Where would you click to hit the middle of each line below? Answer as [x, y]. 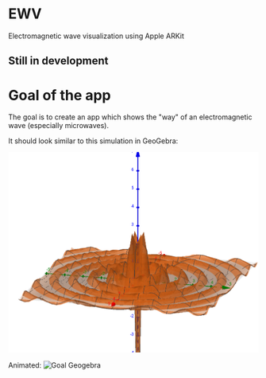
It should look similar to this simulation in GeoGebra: [93, 141]
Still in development [58, 61]
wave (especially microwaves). [59, 126]
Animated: [25, 365]
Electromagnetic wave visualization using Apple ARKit [96, 36]
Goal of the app [60, 95]
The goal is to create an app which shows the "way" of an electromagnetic [130, 117]
